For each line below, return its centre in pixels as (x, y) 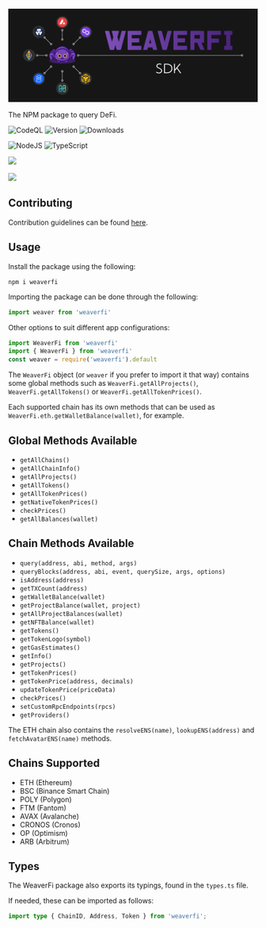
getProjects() (43, 664)
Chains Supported (54, 763)
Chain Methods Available (71, 543)
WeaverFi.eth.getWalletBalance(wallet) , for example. (96, 416)
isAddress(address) (52, 580)
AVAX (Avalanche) (49, 816)
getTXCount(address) (53, 588)
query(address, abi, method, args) (78, 563)
